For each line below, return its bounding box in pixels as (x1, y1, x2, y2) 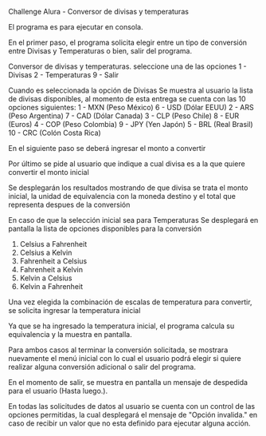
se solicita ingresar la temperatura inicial (8, 306, 141, 315)
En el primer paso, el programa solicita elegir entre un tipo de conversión (8, 38, 248, 47)
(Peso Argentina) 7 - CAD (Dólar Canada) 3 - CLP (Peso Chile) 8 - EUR (8, 111, 240, 121)
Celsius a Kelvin (19, 248, 72, 257)
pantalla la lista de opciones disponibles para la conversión (8, 224, 202, 233)
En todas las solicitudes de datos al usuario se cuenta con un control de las (8, 402, 256, 410)
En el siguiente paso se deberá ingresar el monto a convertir (8, 144, 206, 153)
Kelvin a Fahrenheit (19, 282, 84, 291)
